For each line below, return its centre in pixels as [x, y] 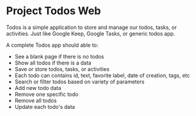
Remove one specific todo [46, 94]
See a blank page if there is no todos [59, 56]
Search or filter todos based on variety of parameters [79, 82]
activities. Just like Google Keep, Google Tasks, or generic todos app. [91, 33]
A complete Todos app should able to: [52, 45]
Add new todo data [38, 88]
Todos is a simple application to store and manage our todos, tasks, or [92, 27]
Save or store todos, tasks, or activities [62, 69]
